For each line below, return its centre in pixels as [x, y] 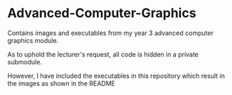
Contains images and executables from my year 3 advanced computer [110, 33]
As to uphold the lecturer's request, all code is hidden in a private [103, 54]
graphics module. [33, 40]
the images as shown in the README [62, 83]
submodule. [25, 61]
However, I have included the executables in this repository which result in [116, 76]
